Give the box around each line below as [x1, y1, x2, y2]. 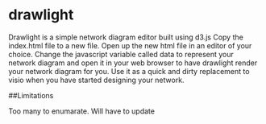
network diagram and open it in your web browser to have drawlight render [8, 58, 258, 68]
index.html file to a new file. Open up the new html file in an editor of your [8, 40, 252, 50]
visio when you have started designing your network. [8, 75, 185, 85]
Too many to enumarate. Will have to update [8, 106, 156, 116]
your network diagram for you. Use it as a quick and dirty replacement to [8, 66, 250, 76]
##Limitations [8, 90, 54, 100]
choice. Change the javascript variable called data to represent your [8, 49, 234, 59]
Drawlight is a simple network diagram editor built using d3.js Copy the [8, 32, 243, 42]
